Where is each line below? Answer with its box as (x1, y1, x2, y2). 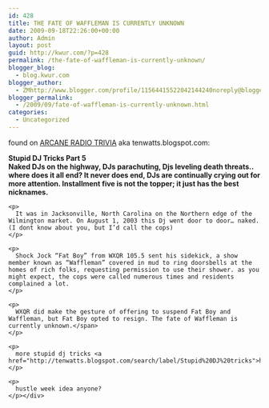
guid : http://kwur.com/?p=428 (8, 49, 110, 57)
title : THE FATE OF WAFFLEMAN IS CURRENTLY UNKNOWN (8, 19, 184, 27)
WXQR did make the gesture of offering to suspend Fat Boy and (15, 307, 231, 316)
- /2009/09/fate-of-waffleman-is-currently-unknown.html (15, 101, 210, 109)
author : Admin (8, 34, 56, 42)
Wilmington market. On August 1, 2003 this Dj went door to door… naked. (8, 217, 260, 225)
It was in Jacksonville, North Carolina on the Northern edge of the (15, 210, 252, 218)
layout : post (8, 42, 52, 50)
